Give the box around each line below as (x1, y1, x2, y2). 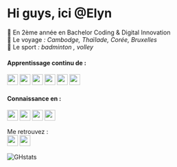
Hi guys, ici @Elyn (7, 5, 112, 21)
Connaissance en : (7, 94, 62, 102)
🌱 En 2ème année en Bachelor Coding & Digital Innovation (7, 28, 171, 36)
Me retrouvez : (7, 128, 49, 136)
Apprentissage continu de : (7, 58, 87, 67)
